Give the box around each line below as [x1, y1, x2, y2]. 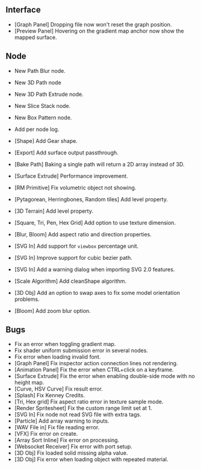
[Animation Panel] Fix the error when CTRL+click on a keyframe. [14, 366, 174, 373]
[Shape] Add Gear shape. [14, 137, 78, 144]
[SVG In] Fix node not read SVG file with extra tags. [14, 411, 142, 418]
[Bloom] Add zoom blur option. [14, 307, 91, 314]
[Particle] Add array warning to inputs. [14, 417, 110, 424]
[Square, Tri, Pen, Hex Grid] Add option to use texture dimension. [14, 219, 176, 226]
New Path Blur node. [14, 67, 66, 74]
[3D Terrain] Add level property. [14, 207, 94, 215]
